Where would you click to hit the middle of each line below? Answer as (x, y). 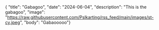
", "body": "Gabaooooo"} (45, 22)
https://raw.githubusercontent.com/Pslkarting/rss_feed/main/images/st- (80, 17)
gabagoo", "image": (25, 12)
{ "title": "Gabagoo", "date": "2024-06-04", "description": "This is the (76, 7)
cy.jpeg (13, 22)
